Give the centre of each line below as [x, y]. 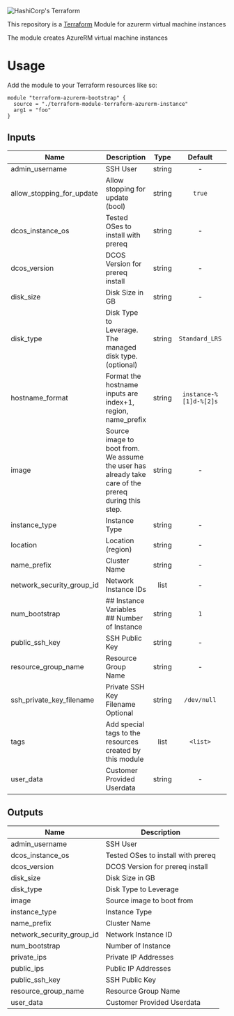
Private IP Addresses [140, 957]
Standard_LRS [200, 338]
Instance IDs [126, 589]
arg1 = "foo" [32, 110]
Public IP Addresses [138, 968]
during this [123, 500]
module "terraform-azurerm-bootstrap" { [67, 97]
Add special [125, 724]
